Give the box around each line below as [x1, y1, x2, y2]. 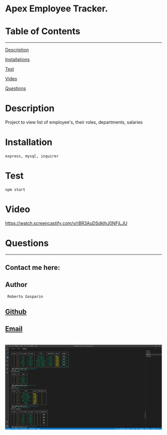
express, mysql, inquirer [5, 154, 59, 159]
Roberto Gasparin [7, 294, 43, 299]
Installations [5, 57, 30, 63]
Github [5, 308, 27, 316]
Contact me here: [5, 263, 61, 272]
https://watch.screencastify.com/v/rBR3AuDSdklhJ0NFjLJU [5, 220, 128, 226]
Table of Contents [5, 26, 81, 37]
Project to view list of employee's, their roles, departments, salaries [5, 119, 143, 125]
